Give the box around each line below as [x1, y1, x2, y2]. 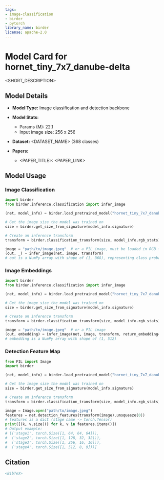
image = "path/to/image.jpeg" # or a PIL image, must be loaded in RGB [5, 246, 156, 251]
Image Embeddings [5, 267, 52, 274]
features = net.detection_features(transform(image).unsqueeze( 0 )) [5, 412, 145, 418]
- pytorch [5, 21, 25, 26]
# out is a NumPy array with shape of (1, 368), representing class [5, 256, 147, 261]
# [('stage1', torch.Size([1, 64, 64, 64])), [5, 431, 99, 436]
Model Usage [5, 172, 46, 180]
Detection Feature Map [5, 348, 61, 355]
